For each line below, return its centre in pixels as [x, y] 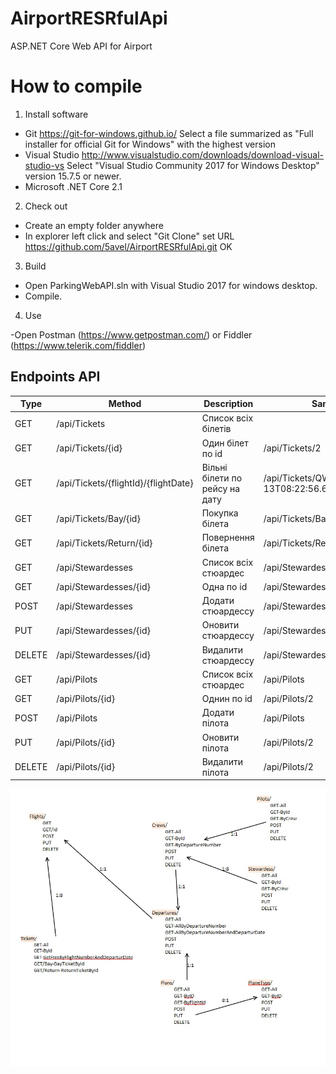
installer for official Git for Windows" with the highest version [150, 144]
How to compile [76, 86]
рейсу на [221, 488]
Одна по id [224, 586]
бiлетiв [216, 429]
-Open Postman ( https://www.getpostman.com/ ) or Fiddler [131, 334]
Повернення [228, 538]
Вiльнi [214, 467]
